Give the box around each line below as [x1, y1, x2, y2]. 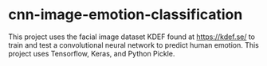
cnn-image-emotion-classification [8, 6, 243, 24]
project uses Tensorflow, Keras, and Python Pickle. [8, 49, 175, 58]
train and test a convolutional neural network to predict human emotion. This [8, 40, 259, 49]
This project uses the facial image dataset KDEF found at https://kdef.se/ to [8, 32, 256, 41]
